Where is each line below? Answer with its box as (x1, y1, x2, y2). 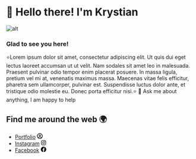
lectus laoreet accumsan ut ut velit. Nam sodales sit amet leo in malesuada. (6, 62, 190, 69)
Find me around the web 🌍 (6, 114, 108, 124)
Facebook (14, 147, 40, 154)
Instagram (14, 140, 40, 147)
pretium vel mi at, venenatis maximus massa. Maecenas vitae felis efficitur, (6, 75, 189, 82)
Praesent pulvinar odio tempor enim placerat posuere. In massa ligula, (6, 68, 178, 76)
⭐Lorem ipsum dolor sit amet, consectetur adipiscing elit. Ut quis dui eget (6, 53, 186, 61)
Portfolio (14, 133, 36, 141)
